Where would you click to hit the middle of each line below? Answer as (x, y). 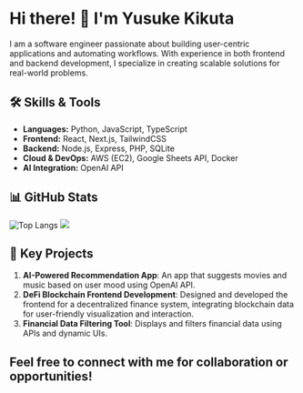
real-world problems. (49, 73)
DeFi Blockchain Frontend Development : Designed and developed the (155, 295)
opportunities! (51, 376)
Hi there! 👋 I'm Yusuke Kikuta (122, 19)
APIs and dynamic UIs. (65, 333)
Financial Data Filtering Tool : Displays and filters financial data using (152, 324)
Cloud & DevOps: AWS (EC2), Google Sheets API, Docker (131, 157)
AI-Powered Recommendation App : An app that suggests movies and (155, 276)
